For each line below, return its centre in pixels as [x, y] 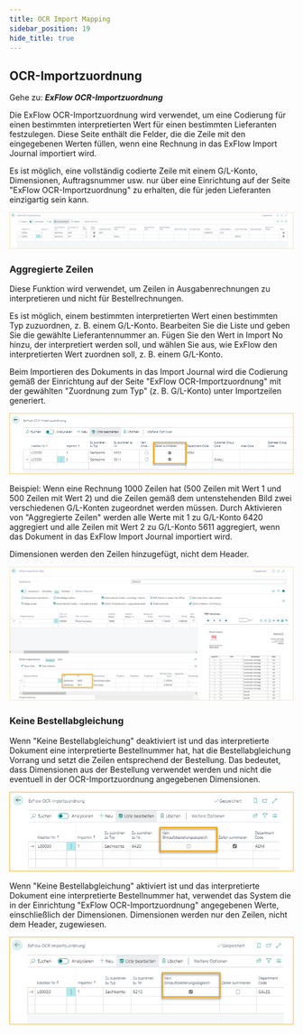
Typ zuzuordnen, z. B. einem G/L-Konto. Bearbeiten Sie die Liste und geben [150, 326]
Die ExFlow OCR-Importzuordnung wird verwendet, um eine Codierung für [148, 115]
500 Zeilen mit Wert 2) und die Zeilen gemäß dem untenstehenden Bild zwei [151, 498]
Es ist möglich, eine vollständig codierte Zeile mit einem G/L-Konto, [134, 171]
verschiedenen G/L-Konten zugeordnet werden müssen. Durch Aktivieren [146, 508]
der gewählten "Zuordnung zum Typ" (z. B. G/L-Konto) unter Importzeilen [146, 391]
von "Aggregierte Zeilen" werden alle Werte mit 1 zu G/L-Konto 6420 [136, 517]
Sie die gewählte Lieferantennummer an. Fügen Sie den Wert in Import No [147, 335]
